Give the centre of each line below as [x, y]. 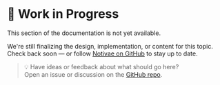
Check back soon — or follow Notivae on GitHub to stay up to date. [102, 53]
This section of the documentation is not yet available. [84, 33]
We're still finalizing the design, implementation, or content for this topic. [110, 46]
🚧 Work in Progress [63, 14]
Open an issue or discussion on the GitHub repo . [93, 74]
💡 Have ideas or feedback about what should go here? [101, 66]
